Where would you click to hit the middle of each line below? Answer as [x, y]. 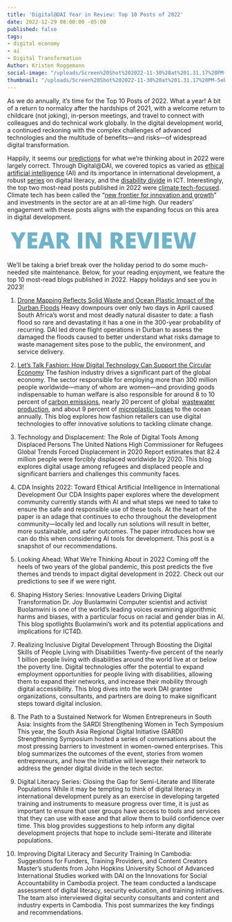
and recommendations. [50, 912]
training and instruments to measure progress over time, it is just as [113, 803]
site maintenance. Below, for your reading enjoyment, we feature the [127, 272]
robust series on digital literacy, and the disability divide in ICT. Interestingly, [115, 180]
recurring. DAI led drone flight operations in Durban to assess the [110, 329]
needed [18, 272]
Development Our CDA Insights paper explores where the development [118, 494]
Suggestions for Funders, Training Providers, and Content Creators [112, 861]
